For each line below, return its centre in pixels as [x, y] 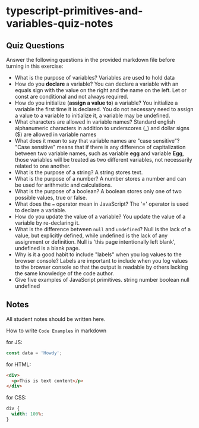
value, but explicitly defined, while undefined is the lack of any [91, 235]
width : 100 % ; [28, 414]
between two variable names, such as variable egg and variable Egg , [99, 153]
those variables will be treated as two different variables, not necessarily [103, 160]
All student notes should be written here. [56, 319]
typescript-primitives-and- [75, 11]
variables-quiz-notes [60, 23]
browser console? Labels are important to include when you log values [101, 261]
